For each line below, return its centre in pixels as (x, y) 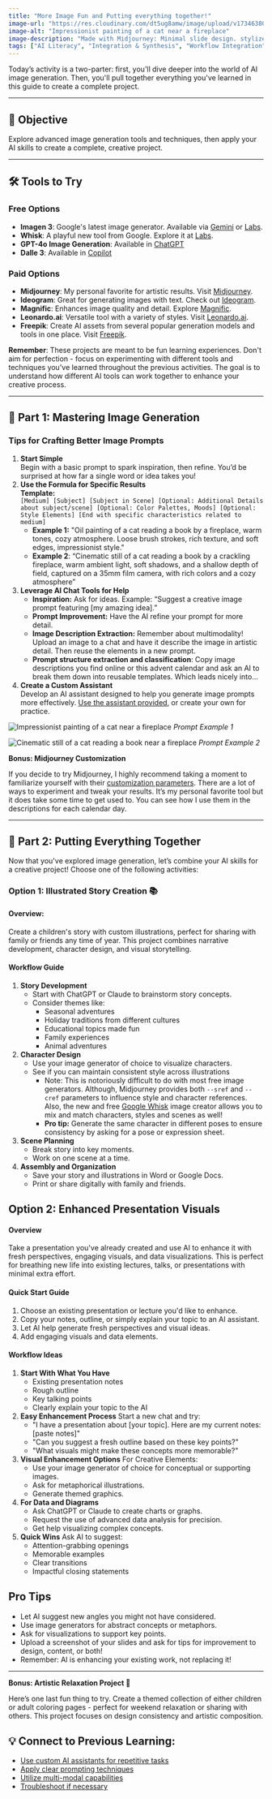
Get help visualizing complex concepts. (98, 1528)
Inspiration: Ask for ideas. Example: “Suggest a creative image (137, 599)
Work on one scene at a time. (81, 1158)
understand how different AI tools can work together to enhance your (124, 376)
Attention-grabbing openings (81, 1545)
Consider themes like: (68, 1002)
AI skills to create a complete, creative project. (86, 148)
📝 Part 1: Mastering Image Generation (104, 417)
